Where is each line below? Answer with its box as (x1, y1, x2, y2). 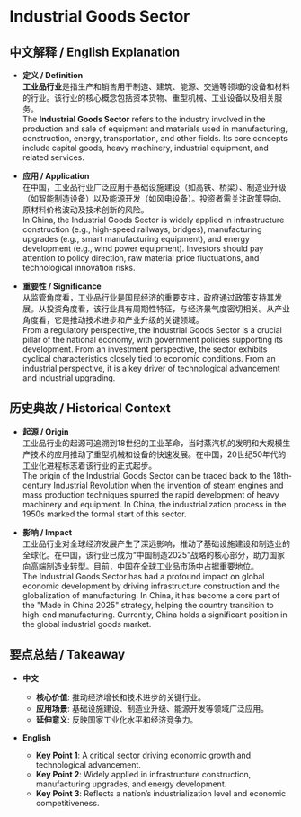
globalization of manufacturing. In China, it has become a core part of (22, 589, 280, 600)
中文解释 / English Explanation (9, 44, 181, 59)
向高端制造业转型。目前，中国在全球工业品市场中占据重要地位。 (22, 561, 259, 571)
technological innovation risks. (22, 263, 137, 273)
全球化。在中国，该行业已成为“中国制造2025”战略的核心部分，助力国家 (22, 549, 286, 560)
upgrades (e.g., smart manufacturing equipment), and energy (22, 234, 250, 244)
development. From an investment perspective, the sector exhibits (22, 344, 268, 355)
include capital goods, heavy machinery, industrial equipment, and (22, 142, 270, 153)
